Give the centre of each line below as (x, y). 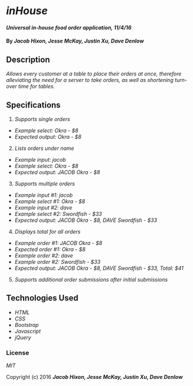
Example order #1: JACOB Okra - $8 (59, 243)
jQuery (23, 337)
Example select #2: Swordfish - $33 (58, 214)
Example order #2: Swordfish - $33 (58, 262)
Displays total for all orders (47, 232)
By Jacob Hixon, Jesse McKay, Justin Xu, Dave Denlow (75, 41)
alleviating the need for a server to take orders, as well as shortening (90, 80)
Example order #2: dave (44, 256)
